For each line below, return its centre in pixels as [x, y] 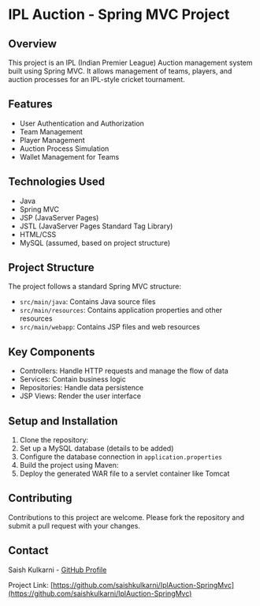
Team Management [51, 131]
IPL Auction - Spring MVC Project [119, 15]
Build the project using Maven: [69, 465]
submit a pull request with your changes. [74, 525]
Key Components [52, 352]
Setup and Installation [63, 421]
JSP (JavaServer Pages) [59, 217]
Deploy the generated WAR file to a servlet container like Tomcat [124, 474]
